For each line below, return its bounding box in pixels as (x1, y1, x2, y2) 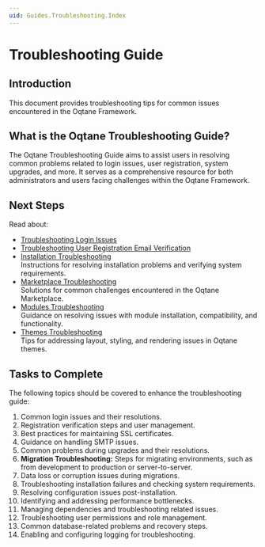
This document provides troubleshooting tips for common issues (9, 98, 220, 108)
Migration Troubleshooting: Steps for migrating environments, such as (20, 454, 253, 464)
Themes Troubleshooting (20, 328, 103, 337)
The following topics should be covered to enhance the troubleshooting (9, 389, 242, 398)
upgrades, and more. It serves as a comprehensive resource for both (9, 167, 233, 177)
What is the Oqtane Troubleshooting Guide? (9, 130, 230, 143)
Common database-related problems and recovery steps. (20, 522, 208, 531)
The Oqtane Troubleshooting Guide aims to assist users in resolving (9, 150, 230, 160)
